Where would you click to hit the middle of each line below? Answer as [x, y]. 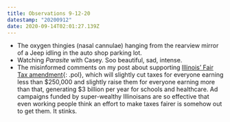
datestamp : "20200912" [39, 20]
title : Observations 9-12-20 [49, 13]
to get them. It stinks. [47, 111]
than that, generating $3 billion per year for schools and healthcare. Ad [117, 89]
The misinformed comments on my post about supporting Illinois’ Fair [115, 68]
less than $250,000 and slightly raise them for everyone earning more [116, 82]
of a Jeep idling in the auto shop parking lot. [79, 53]
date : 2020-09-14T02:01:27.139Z [53, 26]
